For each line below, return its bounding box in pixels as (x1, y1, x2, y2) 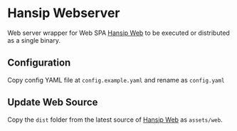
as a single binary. (7, 36, 60, 44)
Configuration (7, 57, 71, 69)
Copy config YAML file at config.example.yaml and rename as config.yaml (7, 75, 225, 84)
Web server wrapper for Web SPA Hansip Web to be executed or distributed (7, 28, 230, 37)
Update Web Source (7, 96, 98, 108)
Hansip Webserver (7, 5, 120, 21)
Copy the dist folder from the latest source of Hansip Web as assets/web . (7, 115, 223, 124)
